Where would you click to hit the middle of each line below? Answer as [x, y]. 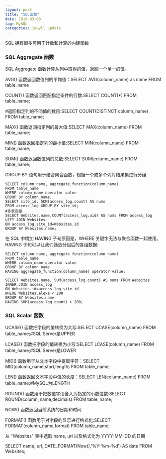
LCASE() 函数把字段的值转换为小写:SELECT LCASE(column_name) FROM [80, 344]
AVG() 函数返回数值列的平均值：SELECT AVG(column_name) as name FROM [83, 80]
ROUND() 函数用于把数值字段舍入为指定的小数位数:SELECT [65, 393]
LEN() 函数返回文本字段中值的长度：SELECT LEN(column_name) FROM [78, 377]
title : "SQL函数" [22, 14]
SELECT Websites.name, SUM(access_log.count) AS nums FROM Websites [78, 280]
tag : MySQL [16, 24]
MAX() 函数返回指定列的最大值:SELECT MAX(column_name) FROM [74, 127]
